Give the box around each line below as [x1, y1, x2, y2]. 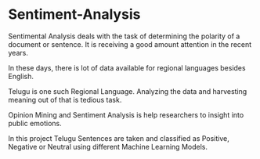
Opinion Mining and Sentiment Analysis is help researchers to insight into [8, 110, 244, 119]
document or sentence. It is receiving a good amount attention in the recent [8, 39, 252, 49]
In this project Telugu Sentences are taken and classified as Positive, [8, 133, 229, 143]
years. [8, 48, 29, 57]
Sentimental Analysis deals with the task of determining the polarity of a [8, 31, 240, 41]
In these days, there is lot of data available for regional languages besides [8, 63, 246, 72]
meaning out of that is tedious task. [8, 95, 122, 104]
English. [8, 71, 34, 81]
